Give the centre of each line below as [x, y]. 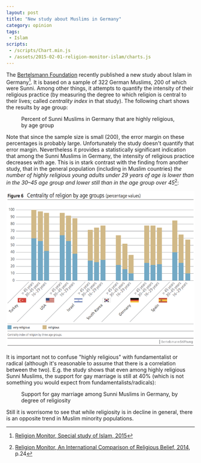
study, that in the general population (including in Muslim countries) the [94, 169]
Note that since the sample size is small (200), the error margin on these [95, 137]
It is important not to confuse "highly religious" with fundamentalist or [92, 357]
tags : [13, 32]
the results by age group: [37, 107]
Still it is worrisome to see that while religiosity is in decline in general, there [100, 412]
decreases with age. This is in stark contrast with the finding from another [97, 162]
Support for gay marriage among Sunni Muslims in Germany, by [100, 394]
